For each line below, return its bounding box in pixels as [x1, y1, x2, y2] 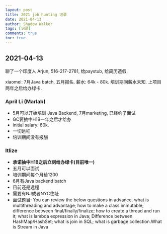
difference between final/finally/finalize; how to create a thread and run [12, 208, 160, 214]
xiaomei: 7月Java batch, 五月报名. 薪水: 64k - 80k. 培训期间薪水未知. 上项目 [5, 79, 162, 85]
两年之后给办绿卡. [5, 85, 42, 91]
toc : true [5, 36, 26, 41]
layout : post [5, 7, 33, 13]
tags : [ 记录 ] [5, 26, 31, 31]
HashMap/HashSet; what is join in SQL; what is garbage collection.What [12, 218, 162, 224]
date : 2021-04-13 [5, 17, 42, 22]
